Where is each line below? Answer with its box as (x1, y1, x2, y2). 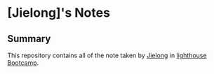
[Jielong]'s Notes (7, 5, 111, 21)
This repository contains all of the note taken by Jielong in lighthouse (7, 51, 207, 59)
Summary (7, 33, 51, 45)
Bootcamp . (7, 59, 39, 67)
